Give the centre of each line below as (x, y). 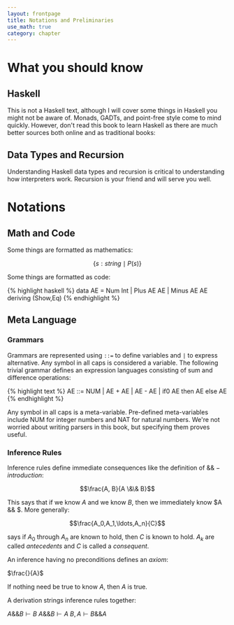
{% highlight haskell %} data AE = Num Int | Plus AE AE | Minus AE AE (108, 290)
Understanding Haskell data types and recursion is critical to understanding (116, 171)
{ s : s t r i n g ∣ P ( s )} (117, 264)
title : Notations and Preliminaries (60, 20)
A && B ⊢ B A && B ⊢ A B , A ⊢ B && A (57, 614)
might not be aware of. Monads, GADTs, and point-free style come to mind (115, 118)
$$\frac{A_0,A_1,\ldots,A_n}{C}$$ (117, 524)
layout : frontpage (34, 14)
